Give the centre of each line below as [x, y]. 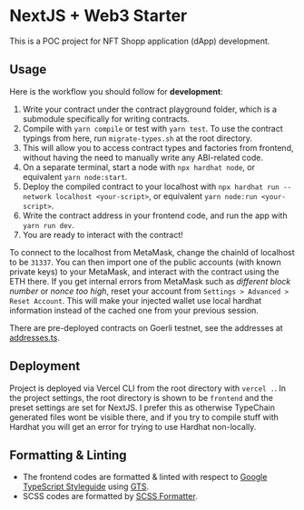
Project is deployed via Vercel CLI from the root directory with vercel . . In [148, 388]
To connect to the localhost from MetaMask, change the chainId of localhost [152, 252]
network [37, 196]
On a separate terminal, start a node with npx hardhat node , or [139, 167]
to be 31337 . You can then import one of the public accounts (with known [145, 262]
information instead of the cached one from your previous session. [134, 310]
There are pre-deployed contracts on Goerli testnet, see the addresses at [146, 327]
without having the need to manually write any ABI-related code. [142, 157]
